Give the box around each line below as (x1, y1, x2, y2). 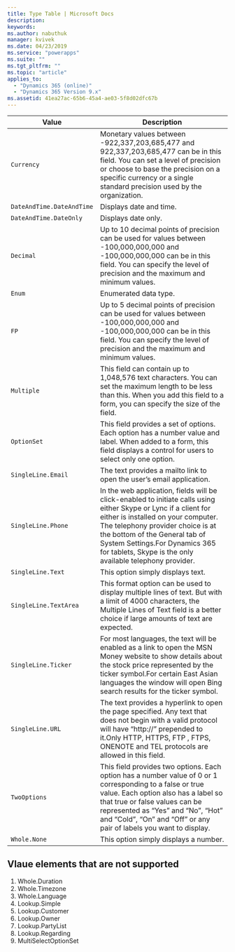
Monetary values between (100, 129, 186, 139)
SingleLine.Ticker (10, 661, 72, 669)
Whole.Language (17, 892, 67, 900)
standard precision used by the (100, 182, 202, 191)
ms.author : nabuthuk (7, 29, 68, 37)
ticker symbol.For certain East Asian (100, 669, 218, 679)
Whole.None (10, 836, 47, 843)
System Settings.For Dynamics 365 (100, 538, 217, 548)
